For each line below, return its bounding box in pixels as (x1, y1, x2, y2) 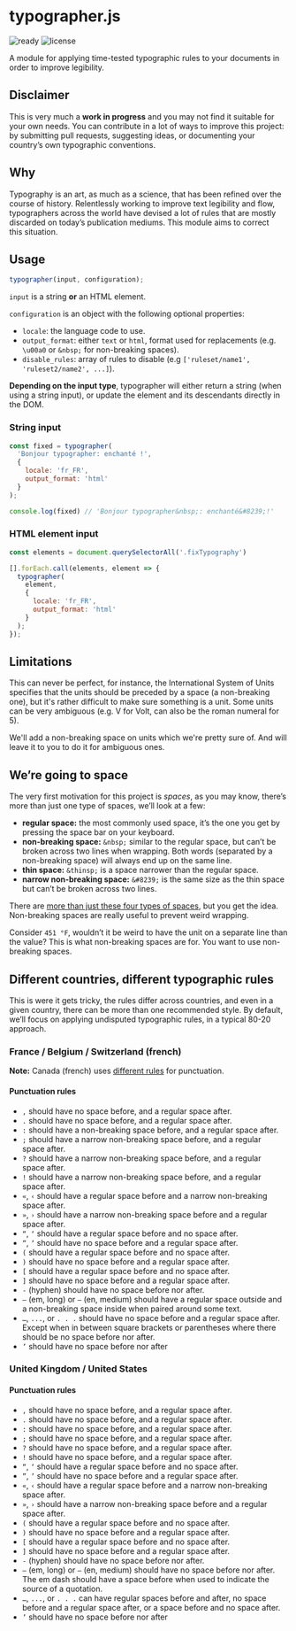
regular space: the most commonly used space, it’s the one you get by (21, 817, 281, 829)
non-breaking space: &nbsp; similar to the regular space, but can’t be (21, 837, 277, 847)
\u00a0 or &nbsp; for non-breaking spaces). (21, 344, 179, 355)
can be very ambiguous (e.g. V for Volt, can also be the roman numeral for (9, 706, 280, 716)
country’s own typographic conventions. (9, 139, 156, 150)
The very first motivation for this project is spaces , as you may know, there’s (9, 791, 287, 802)
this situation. (9, 226, 58, 236)
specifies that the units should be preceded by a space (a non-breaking (9, 687, 270, 698)
